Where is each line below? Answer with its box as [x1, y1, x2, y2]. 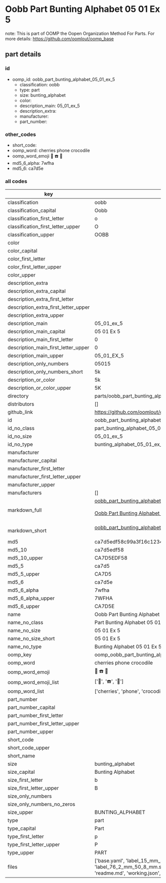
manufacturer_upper [7, 481, 55, 488]
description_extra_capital [7, 288, 66, 295]
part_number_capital [7, 704, 55, 711]
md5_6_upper [7, 603, 40, 610]
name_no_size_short [7, 635, 55, 642]
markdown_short [7, 527, 47, 534]
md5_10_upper [7, 554, 43, 561]
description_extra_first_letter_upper [7, 304, 90, 311]
